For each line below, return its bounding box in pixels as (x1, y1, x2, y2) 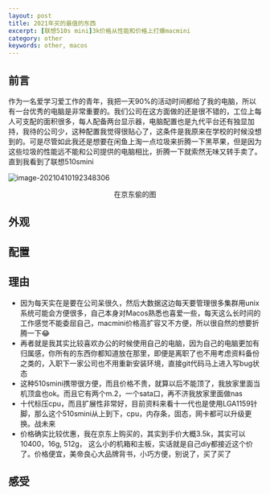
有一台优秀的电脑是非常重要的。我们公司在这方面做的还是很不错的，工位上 (8, 106, 255, 116)
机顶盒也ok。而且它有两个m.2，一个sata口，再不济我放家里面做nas (19, 388, 243, 398)
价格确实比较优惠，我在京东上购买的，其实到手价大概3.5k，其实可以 (19, 428, 246, 439)
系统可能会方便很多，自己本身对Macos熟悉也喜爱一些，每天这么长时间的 (19, 307, 261, 318)
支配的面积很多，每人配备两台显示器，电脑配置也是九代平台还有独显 (22, 116, 247, 126)
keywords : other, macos (8, 42, 88, 50)
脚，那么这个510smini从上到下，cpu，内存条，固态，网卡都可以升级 (19, 408, 245, 419)
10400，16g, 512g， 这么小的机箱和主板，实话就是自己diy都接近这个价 (19, 439, 253, 448)
